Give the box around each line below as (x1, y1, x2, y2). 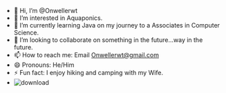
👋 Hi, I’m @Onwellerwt (13, 7, 78, 14)
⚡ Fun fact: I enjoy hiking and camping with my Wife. (13, 69, 164, 76)
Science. (13, 28, 39, 37)
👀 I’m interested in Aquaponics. (13, 14, 103, 22)
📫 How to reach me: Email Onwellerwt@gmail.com (13, 51, 160, 59)
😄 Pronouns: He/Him (13, 61, 75, 69)
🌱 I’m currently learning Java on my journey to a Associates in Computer (13, 21, 220, 29)
